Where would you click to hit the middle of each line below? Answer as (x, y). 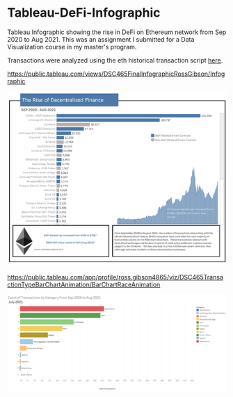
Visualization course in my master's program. (72, 47)
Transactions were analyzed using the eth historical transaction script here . (115, 60)
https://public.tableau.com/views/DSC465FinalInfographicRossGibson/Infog (116, 74)
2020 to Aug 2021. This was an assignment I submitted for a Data (101, 39)
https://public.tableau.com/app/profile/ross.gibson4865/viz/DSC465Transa (115, 277)
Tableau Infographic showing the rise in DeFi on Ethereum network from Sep (117, 32)
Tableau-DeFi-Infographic (84, 13)
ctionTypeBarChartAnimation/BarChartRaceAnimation (84, 285)
